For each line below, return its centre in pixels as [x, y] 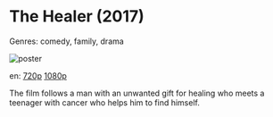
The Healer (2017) [77, 17]
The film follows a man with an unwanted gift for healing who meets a [137, 93]
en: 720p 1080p [38, 75]
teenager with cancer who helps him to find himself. [105, 102]
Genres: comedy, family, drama [67, 41]
